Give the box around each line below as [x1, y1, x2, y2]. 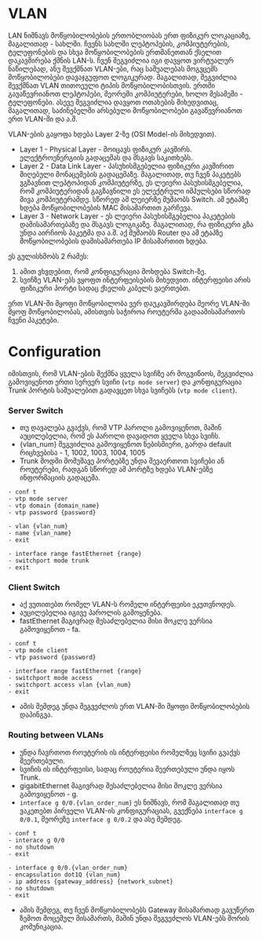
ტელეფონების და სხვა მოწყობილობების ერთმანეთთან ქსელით [8, 47, 222, 57]
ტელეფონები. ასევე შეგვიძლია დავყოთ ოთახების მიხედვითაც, [8, 97, 219, 107]
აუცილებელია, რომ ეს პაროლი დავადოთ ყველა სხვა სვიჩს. [19, 431, 221, 440]
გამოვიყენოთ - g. [19, 789, 78, 798]
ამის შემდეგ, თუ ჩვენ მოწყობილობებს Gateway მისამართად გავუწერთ [19, 904, 255, 915]
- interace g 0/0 [8, 836, 65, 844]
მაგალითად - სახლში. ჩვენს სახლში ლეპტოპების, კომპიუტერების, [8, 38, 230, 48]
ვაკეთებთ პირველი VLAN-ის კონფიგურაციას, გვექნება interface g [19, 806, 243, 815]
